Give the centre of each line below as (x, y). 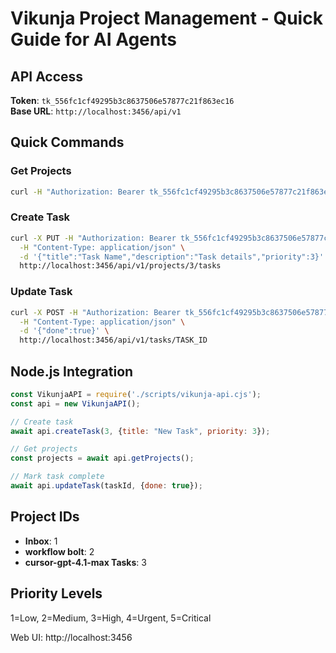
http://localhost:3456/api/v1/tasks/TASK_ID (113, 340)
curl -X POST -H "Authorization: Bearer (96, 312)
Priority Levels (56, 593)
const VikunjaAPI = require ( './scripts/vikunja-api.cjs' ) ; (136, 394)
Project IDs (45, 517)
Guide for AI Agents (93, 39)
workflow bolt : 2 (59, 551)
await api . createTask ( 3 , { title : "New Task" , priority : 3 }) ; (140, 431)
